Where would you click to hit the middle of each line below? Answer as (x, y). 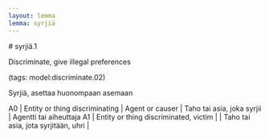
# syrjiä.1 (23, 46)
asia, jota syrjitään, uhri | (49, 125)
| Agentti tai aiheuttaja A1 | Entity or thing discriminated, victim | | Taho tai (129, 116)
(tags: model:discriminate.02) (57, 77)
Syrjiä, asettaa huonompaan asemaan (71, 92)
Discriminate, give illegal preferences (69, 62)
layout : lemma (32, 16)
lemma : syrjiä (32, 23)
